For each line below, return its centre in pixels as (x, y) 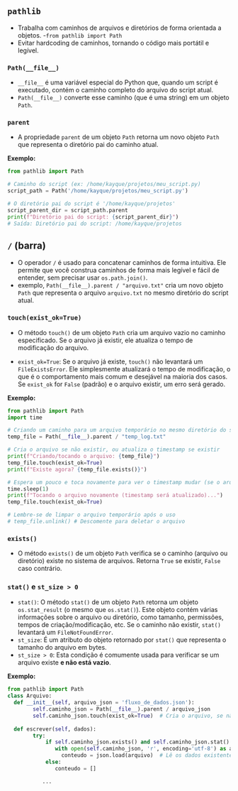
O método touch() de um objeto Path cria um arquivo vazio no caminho (121, 332)
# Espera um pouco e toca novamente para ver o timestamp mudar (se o (114, 482)
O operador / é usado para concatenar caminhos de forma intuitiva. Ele (122, 263)
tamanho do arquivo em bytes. (62, 648)
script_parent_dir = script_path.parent (68, 210)
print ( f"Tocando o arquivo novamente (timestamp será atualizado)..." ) (115, 496)
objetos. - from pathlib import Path (70, 35)
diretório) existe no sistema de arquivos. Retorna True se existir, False (119, 561)
